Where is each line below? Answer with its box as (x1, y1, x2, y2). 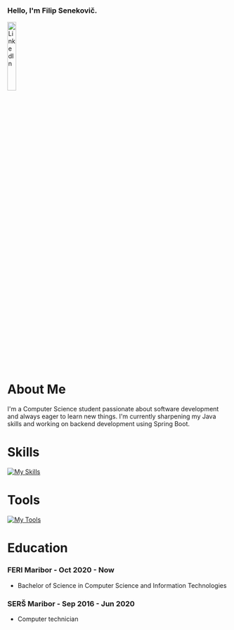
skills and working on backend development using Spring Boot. (7, 420, 190, 428)
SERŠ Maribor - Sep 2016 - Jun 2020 (7, 598, 135, 608)
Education (7, 540, 68, 556)
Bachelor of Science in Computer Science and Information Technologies (17, 581, 227, 589)
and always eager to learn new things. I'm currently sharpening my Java (7, 412, 216, 420)
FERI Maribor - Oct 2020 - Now (7, 565, 115, 575)
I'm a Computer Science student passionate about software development (7, 405, 219, 413)
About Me (7, 382, 66, 397)
